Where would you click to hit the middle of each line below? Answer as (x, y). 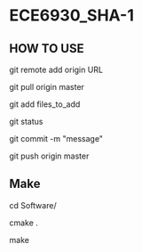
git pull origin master (47, 87)
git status (26, 122)
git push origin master (49, 156)
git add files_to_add (45, 104)
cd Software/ (33, 205)
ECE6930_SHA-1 (72, 16)
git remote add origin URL (56, 69)
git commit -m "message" (56, 138)
